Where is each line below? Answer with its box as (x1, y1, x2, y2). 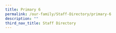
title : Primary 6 (5, 7, 41, 12)
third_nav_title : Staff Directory (5, 20, 77, 26)
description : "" (5, 16, 39, 21)
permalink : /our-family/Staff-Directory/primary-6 (5, 12, 112, 16)
